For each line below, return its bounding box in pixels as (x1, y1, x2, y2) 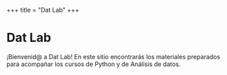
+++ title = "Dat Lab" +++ (6, 6, 80, 14)
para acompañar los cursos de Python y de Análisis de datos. (6, 60, 181, 68)
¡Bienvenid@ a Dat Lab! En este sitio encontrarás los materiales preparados (6, 52, 221, 61)
